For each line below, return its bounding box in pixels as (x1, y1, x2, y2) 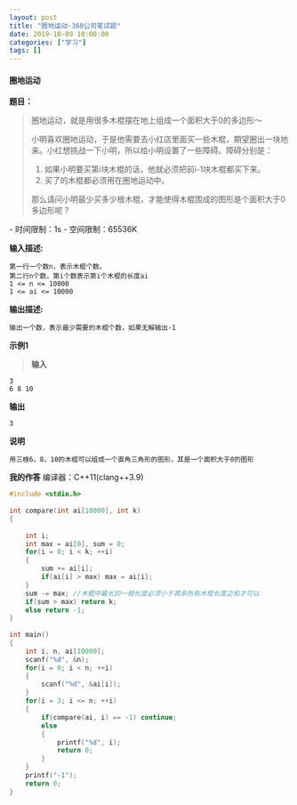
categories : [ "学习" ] (9, 37, 87, 47)
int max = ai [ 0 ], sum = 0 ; (25, 539, 125, 548)
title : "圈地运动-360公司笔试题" (9, 21, 122, 30)
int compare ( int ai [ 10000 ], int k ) (9, 506, 141, 516)
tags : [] (9, 46, 42, 55)
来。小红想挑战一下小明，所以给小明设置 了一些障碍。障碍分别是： (30, 145, 273, 156)
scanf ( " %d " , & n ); (25, 655, 90, 664)
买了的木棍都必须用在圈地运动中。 (44, 175, 170, 186)
